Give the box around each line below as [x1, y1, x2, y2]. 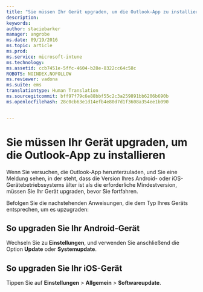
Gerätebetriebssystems [6, 181, 65, 188]
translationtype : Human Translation [6, 88, 98, 94]
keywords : [6, 20, 31, 26]
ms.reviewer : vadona [6, 76, 59, 82]
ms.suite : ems [6, 82, 42, 88]
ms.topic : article [6, 43, 53, 49]
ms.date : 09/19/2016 [6, 37, 59, 43]
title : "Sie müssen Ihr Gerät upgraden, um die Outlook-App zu [6, 8, 169, 15]
